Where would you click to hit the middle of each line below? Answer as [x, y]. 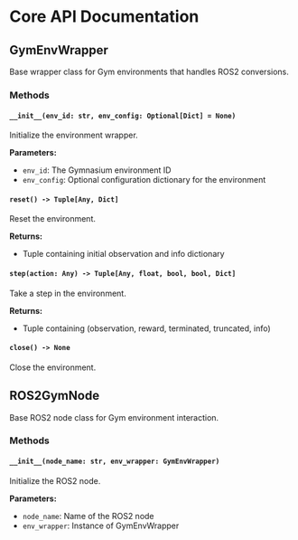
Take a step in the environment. [68, 293]
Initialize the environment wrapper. [74, 135]
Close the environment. [53, 367]
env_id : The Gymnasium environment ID [97, 170]
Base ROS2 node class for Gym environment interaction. [114, 417]
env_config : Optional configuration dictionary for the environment [144, 180]
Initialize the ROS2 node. [55, 480]
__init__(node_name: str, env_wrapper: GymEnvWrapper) [115, 462]
